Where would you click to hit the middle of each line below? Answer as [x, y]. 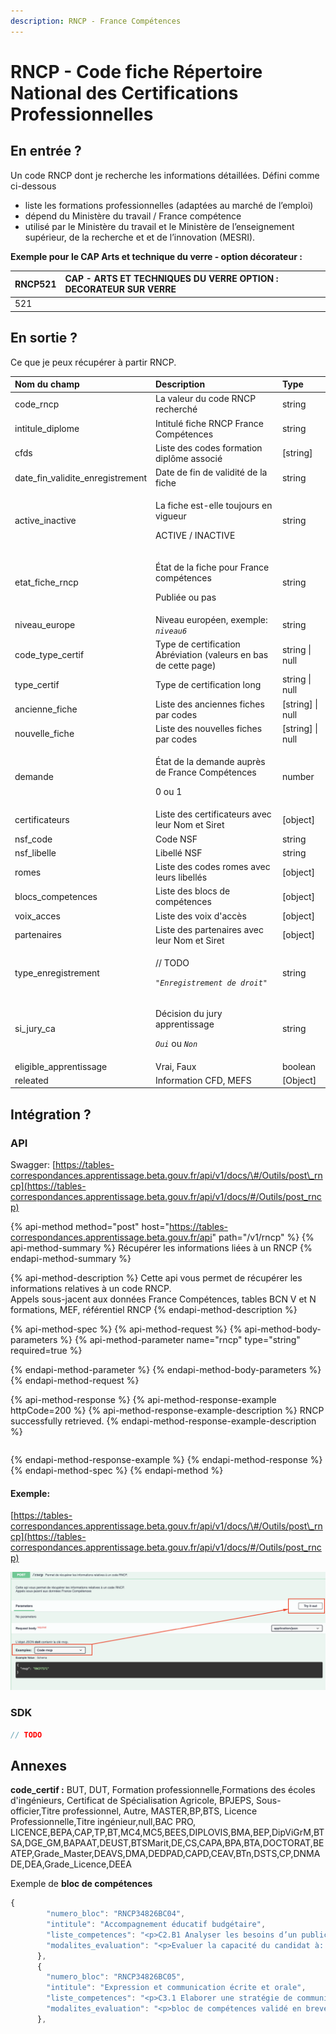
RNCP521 [35, 284]
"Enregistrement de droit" [211, 983]
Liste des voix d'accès [201, 916]
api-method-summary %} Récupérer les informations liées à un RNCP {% [161, 1248]
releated [31, 1080]
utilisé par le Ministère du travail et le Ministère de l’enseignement [159, 226]
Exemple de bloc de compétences [81, 1884]
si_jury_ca [35, 1029]
